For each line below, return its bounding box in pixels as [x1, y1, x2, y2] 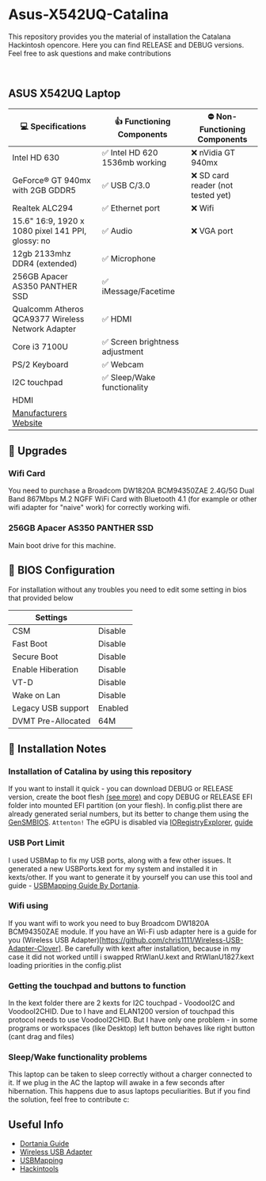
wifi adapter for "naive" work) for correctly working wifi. [8, 503, 191, 512]
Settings [35, 611, 68, 623]
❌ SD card [191, 170, 230, 181]
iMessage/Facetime [101, 285, 176, 296]
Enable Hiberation [12, 664, 79, 675]
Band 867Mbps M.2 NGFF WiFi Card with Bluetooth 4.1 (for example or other [8, 494, 257, 504]
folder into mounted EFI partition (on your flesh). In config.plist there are [8, 801, 243, 810]
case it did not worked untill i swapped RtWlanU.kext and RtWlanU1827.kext [8, 952, 255, 962]
